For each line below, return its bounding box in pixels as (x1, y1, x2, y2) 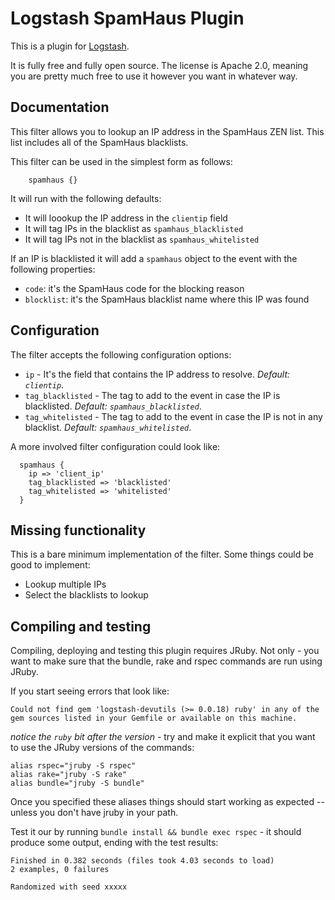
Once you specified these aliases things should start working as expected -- (10, 796, 325, 808)
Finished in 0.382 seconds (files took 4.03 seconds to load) (10, 856, 275, 866)
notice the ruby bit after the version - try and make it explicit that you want (10, 731, 316, 743)
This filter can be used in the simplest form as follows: (10, 155, 233, 167)
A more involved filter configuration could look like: (10, 440, 221, 452)
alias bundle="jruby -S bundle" (10, 778, 145, 789)
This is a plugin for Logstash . (10, 40, 130, 52)
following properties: (10, 263, 96, 275)
